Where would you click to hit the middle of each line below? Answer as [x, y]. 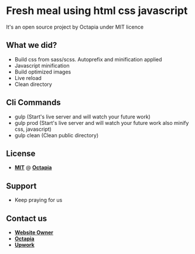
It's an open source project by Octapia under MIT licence [75, 27]
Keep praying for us [38, 200]
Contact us [27, 218]
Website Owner [34, 232]
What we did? [32, 45]
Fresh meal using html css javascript [97, 11]
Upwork [25, 245]
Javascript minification [42, 65]
